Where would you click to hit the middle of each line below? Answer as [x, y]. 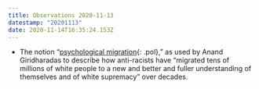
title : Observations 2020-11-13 [61, 15]
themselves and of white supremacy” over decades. [104, 77]
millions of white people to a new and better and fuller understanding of [135, 69]
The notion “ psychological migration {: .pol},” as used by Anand [121, 52]
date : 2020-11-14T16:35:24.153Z [61, 30]
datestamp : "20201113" [45, 23]
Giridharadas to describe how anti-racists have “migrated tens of [124, 60]
